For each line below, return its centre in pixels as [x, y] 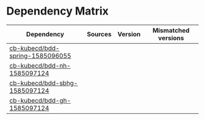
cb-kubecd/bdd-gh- [40, 100]
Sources [99, 34]
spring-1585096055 [40, 56]
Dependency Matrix [57, 11]
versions [171, 38]
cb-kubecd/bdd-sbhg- [44, 83]
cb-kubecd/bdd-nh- [40, 65]
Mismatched [171, 30]
